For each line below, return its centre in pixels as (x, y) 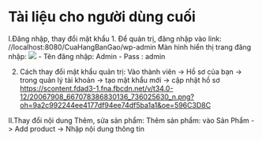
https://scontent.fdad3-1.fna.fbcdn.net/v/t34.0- (96, 88)
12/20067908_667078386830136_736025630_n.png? (107, 96)
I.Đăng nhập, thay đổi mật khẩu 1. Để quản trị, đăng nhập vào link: (115, 39)
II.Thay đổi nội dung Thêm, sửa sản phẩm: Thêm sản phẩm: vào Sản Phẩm (129, 120)
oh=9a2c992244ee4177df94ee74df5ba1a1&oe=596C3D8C (115, 105)
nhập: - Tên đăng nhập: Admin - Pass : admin (87, 56)
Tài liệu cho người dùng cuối (102, 17)
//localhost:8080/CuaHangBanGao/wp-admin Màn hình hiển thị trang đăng (130, 46)
